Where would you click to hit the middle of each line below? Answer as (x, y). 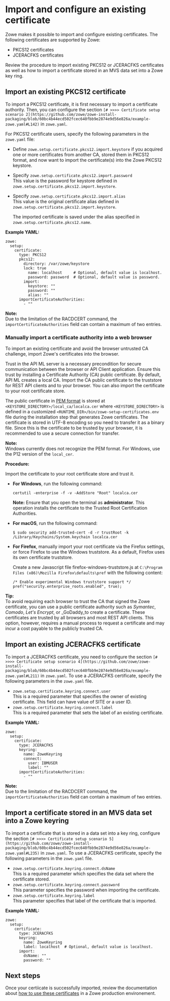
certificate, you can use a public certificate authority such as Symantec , (81, 607)
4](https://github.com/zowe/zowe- (114, 662)
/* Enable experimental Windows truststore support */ (72, 582)
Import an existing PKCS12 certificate (66, 92)
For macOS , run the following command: (55, 523)
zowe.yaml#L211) (22, 676)
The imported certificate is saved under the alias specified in (76, 217)
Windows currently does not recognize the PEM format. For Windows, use (83, 449)
